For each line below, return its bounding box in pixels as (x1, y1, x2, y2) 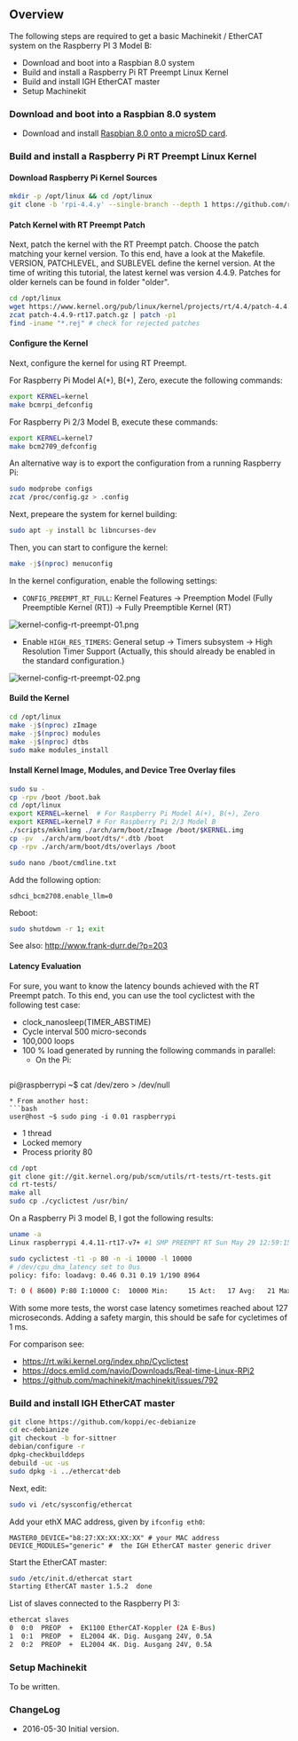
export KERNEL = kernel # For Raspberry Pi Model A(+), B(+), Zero (9, 809, 260, 818)
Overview (9, 7, 65, 22)
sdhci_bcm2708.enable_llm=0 (9, 892, 114, 901)
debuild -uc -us (9, 1459, 69, 1467)
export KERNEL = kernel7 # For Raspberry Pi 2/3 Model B (9, 817, 216, 827)
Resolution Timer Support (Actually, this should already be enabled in (21, 646, 276, 656)
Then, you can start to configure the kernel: (9, 542, 169, 553)
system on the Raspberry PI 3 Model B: (9, 40, 153, 51)
